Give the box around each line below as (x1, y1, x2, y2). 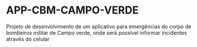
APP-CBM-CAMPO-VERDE (6, 4, 139, 17)
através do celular (6, 35, 50, 42)
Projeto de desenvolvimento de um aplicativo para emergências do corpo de (6, 23, 192, 30)
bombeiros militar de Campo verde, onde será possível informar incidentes (6, 29, 187, 36)
